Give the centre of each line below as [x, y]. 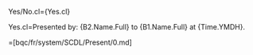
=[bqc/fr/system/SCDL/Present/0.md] [70, 42]
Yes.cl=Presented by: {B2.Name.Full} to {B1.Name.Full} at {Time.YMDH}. [127, 27]
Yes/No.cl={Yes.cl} [39, 12]
